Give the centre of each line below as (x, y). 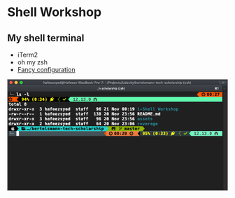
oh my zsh (32, 62)
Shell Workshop (55, 12)
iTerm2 (28, 55)
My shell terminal (46, 38)
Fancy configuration (46, 70)
